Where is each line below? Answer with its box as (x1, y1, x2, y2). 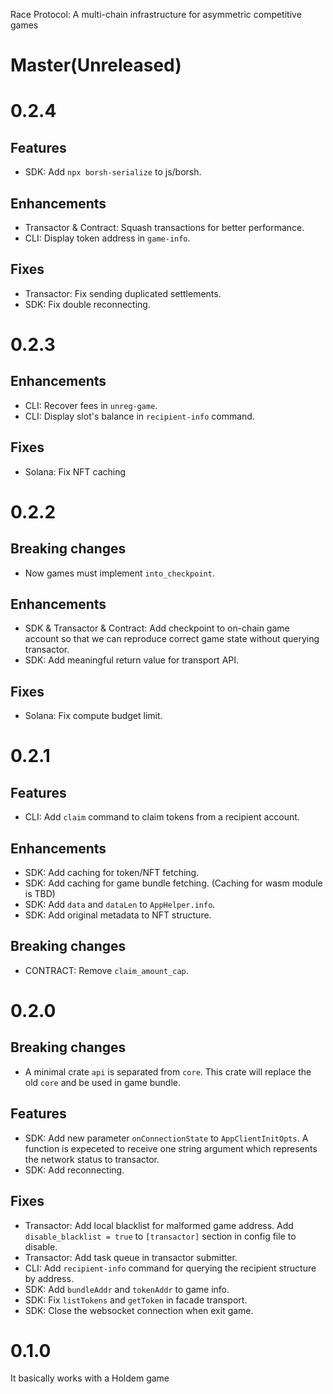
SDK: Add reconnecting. (24, 1164, 125, 1176)
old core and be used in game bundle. (24, 1076, 182, 1088)
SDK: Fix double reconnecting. (24, 298, 151, 310)
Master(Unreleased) (10, 54, 182, 77)
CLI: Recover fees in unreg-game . (24, 399, 158, 411)
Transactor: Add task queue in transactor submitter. (24, 1251, 238, 1263)
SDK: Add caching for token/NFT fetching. (24, 867, 200, 879)
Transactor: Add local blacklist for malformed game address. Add (24, 1219, 294, 1231)
